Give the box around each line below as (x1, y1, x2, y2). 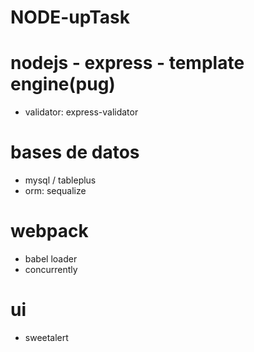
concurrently (24, 264, 78, 275)
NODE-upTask (10, 6, 130, 29)
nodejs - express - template (10, 52, 245, 75)
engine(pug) (10, 73, 116, 96)
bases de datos (10, 141, 140, 164)
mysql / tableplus (24, 174, 97, 186)
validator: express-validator (24, 106, 139, 118)
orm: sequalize (24, 185, 87, 197)
